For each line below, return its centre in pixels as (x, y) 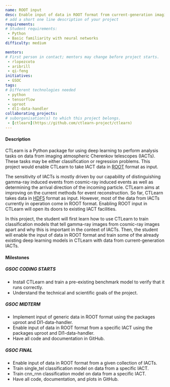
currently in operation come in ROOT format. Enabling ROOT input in (76, 203)
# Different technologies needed (40, 90)
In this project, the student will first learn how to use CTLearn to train (77, 218)
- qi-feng (18, 71)
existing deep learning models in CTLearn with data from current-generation (85, 240)
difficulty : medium (26, 43)
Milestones (17, 257)
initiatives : (19, 76)
